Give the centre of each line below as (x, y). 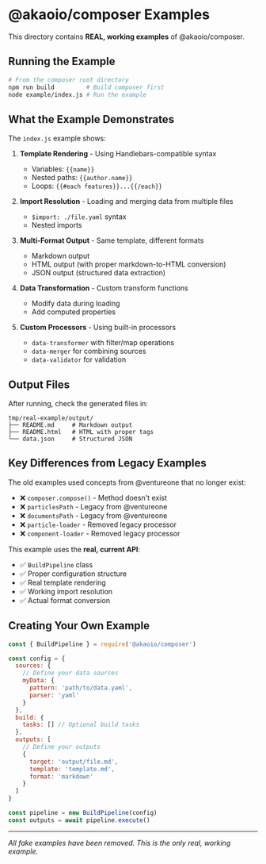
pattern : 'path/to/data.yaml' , (81, 688)
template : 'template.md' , (72, 769)
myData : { (39, 681)
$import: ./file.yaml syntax (79, 217)
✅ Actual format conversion (65, 600)
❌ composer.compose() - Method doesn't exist (93, 497)
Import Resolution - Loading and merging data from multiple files (126, 202)
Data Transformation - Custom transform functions (104, 288)
